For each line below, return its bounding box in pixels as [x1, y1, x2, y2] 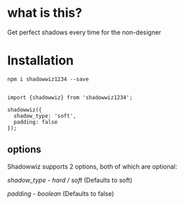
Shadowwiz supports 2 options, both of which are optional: [7, 162, 178, 171]
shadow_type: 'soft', [13, 112, 77, 120]
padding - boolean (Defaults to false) [7, 189, 114, 197]
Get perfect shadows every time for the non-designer [7, 28, 162, 36]
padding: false [13, 118, 58, 125]
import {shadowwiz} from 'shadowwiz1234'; [7, 94, 133, 101]
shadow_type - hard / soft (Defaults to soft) [7, 176, 133, 184]
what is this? [7, 5, 83, 21]
